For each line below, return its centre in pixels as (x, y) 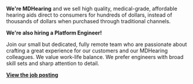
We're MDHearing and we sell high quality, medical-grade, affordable (92, 9)
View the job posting (32, 75)
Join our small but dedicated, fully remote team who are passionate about (97, 44)
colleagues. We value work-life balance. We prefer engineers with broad (95, 57)
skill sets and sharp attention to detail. (53, 63)
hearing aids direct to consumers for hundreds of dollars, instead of (89, 15)
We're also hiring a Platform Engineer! (54, 33)
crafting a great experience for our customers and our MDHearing (87, 51)
